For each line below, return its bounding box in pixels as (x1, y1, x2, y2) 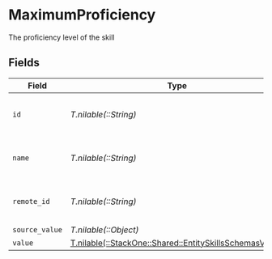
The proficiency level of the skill (8, 32, 115, 42)
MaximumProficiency (8, 6, 156, 24)
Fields (8, 56, 40, 70)
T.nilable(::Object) (70, 224, 139, 236)
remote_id (12, 197, 50, 206)
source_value (12, 225, 63, 234)
